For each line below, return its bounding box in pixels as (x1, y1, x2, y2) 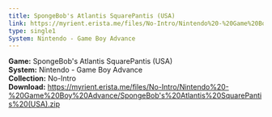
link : (8, 19, 27, 27)
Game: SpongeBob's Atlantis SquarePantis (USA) (8, 56, 173, 66)
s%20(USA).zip (8, 99, 61, 109)
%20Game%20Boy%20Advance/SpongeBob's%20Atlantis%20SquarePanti (8, 90, 262, 101)
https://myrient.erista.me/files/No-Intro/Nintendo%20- (47, 82, 229, 92)
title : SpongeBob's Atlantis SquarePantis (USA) (8, 11, 176, 20)
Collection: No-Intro (8, 73, 77, 83)
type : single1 (8, 27, 57, 35)
